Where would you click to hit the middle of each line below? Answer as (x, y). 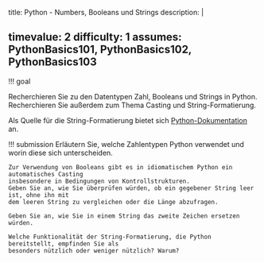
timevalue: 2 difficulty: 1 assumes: (95, 37)
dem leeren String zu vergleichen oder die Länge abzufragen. (113, 202)
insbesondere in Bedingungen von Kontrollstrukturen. (99, 181)
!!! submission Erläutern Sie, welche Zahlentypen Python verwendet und (126, 144)
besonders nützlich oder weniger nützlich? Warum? (94, 250)
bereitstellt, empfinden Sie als (64, 244)
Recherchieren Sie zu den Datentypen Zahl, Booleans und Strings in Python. (133, 96)
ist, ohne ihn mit (39, 195)
